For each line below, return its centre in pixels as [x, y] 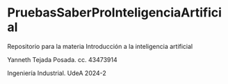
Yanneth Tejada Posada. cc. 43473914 [62, 59]
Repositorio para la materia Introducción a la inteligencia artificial [100, 46]
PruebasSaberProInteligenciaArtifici [115, 13]
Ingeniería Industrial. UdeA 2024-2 [57, 73]
